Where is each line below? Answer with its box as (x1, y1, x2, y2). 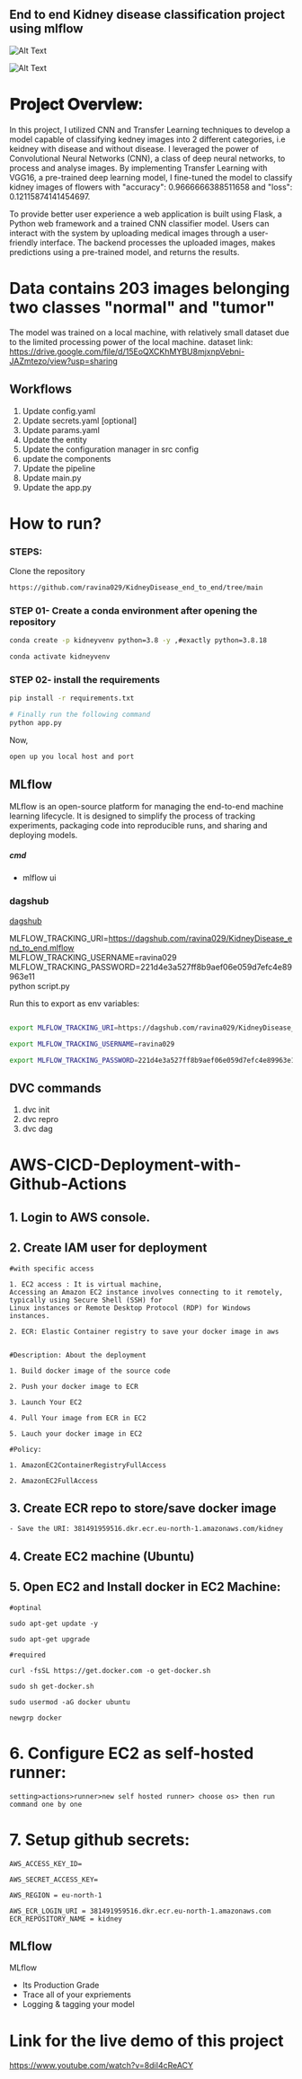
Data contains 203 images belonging (9, 278, 290, 298)
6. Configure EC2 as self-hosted (9, 1743, 254, 1764)
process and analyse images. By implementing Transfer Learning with (9, 162, 268, 173)
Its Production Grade (22, 1980, 100, 1991)
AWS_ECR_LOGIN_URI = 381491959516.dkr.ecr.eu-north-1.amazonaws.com (9, 1906, 271, 1915)
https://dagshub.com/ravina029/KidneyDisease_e (108, 933, 293, 943)
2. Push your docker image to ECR (9, 1382, 139, 1391)
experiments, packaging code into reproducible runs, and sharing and (9, 819, 268, 830)
